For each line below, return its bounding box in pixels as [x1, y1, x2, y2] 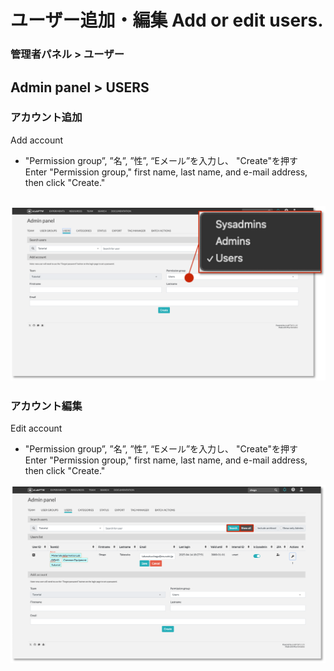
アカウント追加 [10, 111, 83, 125]
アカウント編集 [10, 399, 83, 413]
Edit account [10, 422, 63, 435]
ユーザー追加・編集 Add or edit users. [10, 9, 324, 32]
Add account [10, 134, 64, 146]
